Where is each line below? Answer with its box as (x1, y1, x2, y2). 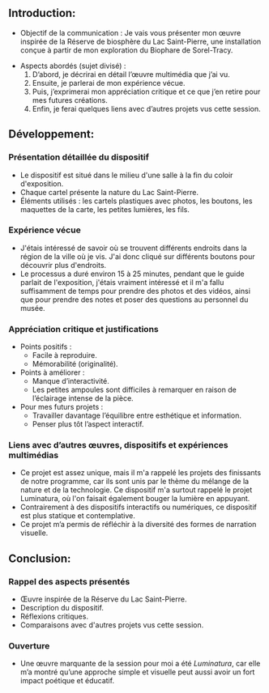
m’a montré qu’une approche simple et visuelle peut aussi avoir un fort (19, 667, 255, 677)
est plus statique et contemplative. (19, 511, 136, 521)
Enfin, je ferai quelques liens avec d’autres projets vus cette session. (32, 104, 261, 113)
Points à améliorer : (19, 368, 85, 377)
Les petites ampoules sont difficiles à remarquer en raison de (32, 385, 237, 395)
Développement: (8, 127, 95, 141)
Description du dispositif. (19, 603, 104, 613)
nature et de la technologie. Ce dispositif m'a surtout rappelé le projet (19, 485, 253, 495)
